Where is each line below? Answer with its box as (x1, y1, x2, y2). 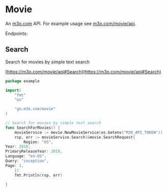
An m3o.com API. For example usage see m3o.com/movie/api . (5, 20, 136, 27)
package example (5, 78, 40, 84)
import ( (5, 88, 22, 93)
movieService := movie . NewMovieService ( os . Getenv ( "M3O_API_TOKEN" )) (14, 130, 163, 135)
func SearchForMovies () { (5, 125, 60, 130)
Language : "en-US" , (5, 154, 47, 159)
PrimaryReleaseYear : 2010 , (5, 149, 63, 154)
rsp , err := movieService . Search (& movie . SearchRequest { (14, 134, 136, 140)
